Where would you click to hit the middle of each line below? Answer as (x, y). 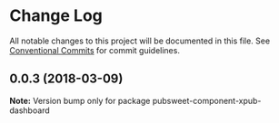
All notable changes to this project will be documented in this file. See (140, 41)
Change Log (56, 16)
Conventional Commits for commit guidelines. (95, 50)
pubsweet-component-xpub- (207, 100)
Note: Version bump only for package (80, 100)
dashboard (30, 110)
